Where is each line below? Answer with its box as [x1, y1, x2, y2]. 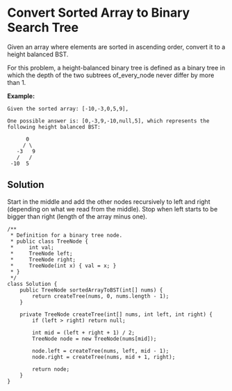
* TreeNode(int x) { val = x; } [10, 262, 117, 269]
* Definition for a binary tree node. [10, 232, 123, 239]
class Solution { [7, 280, 58, 287]
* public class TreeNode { [10, 238, 89, 245]
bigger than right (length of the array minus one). [7, 212, 147, 221]
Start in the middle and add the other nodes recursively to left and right [7, 197, 210, 206]
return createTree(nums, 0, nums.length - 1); [32, 292, 169, 300]
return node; [32, 365, 70, 373]
